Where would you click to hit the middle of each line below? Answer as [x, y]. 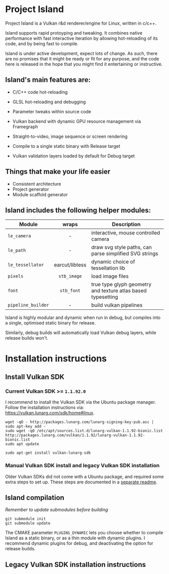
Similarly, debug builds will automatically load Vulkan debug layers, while [81, 333]
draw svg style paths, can [122, 248]
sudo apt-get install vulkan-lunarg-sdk [48, 453]
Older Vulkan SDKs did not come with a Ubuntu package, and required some [84, 476]
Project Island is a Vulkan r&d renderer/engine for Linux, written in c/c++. [81, 23]
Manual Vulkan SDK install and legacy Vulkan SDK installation [82, 465]
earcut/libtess [70, 265]
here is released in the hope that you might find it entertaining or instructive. [84, 64]
